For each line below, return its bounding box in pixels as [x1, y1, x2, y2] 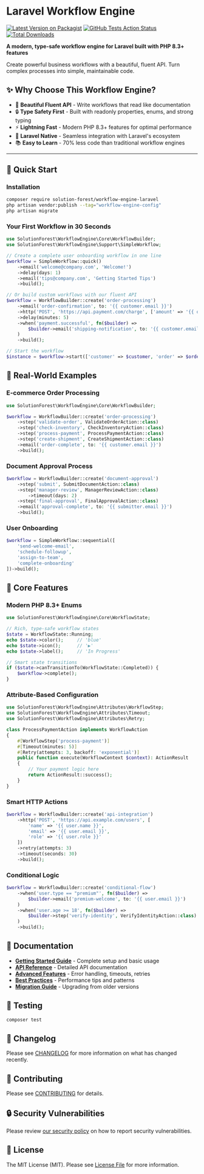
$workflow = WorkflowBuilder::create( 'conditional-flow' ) [6, 885, 156, 891]
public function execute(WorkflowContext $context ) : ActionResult [17, 755, 189, 761]
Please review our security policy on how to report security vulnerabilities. [6, 1127, 192, 1135]
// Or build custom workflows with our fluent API [6, 292, 137, 298]
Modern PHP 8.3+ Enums [6, 600, 82, 609]
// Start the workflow [6, 348, 64, 354]
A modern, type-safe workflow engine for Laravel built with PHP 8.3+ [6, 43, 185, 50]
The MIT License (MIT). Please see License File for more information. [6, 1161, 179, 1168]
